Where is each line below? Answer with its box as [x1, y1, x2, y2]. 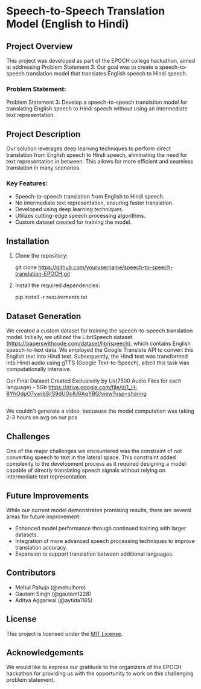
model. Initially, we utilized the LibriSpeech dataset [6, 334, 133, 341]
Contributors [6, 568, 56, 578]
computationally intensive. [6, 366, 72, 373]
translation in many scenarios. [6, 164, 81, 171]
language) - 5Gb [6, 384, 47, 391]
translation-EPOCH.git [14, 270, 71, 278]
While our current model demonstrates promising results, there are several [6, 507, 192, 514]
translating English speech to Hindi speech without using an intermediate [6, 105, 188, 112]
